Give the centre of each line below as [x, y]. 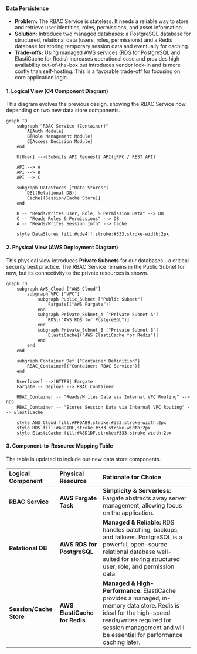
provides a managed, [132, 598]
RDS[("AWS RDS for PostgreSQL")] [89, 320]
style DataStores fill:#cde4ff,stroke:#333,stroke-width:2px [93, 234]
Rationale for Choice [132, 477]
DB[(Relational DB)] [52, 193]
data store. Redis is [153, 605]
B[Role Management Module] [60, 136]
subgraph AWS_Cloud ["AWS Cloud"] [59, 289]
